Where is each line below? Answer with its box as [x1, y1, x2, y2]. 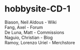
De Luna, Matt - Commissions [4, 29, 64, 35]
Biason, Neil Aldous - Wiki [4, 19, 57, 25]
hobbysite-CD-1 [4, 3, 71, 14]
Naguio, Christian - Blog [4, 35, 53, 40]
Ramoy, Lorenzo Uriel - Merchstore [4, 39, 75, 45]
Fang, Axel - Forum [4, 24, 43, 30]
